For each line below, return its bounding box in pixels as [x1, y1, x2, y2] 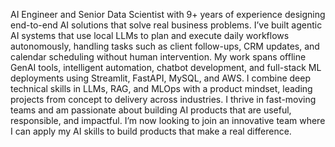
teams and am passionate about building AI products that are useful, [10, 104, 292, 116]
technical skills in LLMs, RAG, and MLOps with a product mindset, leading [10, 83, 313, 94]
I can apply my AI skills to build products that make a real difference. [10, 125, 292, 137]
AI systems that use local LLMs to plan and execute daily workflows [10, 30, 290, 41]
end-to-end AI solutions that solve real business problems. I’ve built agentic [10, 19, 323, 31]
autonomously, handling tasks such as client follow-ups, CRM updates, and [10, 40, 320, 52]
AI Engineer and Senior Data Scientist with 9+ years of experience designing [10, 9, 326, 20]
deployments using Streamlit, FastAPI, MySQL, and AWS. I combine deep [10, 72, 312, 84]
